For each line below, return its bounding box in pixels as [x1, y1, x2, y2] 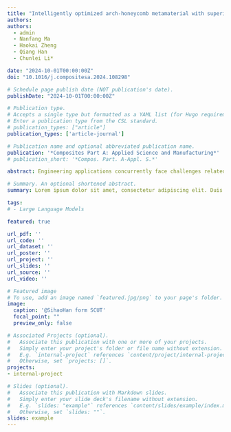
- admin [13, 29, 36, 36]
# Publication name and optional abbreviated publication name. [7, 142, 195, 150]
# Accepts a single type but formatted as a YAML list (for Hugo [7, 111, 198, 118]
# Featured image [7, 288, 57, 294]
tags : [7, 199, 23, 206]
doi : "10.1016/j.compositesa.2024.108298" [7, 74, 131, 80]
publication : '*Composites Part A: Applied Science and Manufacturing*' [7, 149, 220, 156]
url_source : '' [7, 269, 51, 276]
